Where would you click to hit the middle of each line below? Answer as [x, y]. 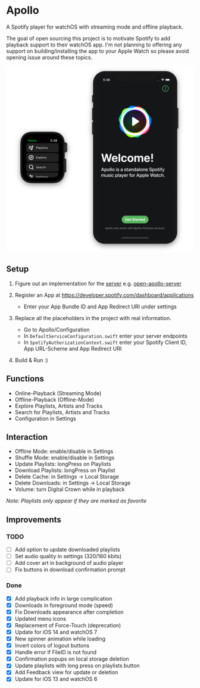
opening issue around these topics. [49, 57]
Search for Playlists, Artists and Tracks [62, 412]
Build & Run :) [32, 360]
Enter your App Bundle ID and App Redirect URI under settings [100, 307]
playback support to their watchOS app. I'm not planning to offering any [94, 45]
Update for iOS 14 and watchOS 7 [56, 632]
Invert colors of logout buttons [52, 646]
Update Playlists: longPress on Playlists [63, 464]
